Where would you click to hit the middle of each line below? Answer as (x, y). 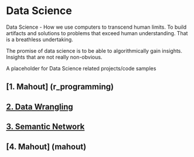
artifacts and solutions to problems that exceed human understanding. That (97, 33)
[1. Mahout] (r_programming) (60, 87)
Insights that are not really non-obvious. (54, 57)
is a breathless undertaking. (40, 39)
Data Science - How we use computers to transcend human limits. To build (96, 27)
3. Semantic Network (45, 127)
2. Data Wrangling (40, 107)
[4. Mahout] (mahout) (46, 147)
